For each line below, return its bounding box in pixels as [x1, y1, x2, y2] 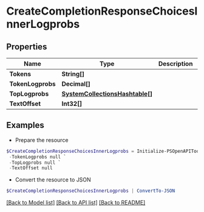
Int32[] [61, 99, 83, 108]
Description [158, 60, 193, 68]
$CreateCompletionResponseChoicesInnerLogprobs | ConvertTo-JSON [6, 188, 175, 194]
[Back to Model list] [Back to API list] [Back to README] [6, 199, 146, 207]
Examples [6, 120, 44, 130]
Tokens [9, 70, 32, 78]
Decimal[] [61, 80, 91, 88]
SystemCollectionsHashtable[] [61, 90, 153, 98]
